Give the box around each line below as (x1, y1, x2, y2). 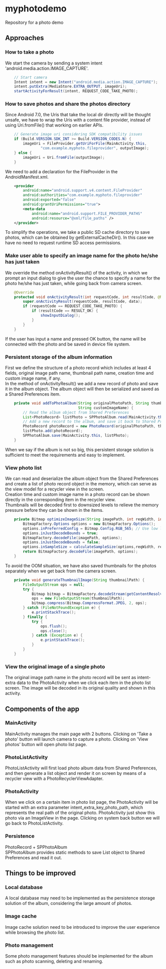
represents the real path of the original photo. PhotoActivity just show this (5, 810, 155, 816)
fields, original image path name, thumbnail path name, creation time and (5, 370, 154, 376)
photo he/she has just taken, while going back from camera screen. (5, 280, 142, 286)
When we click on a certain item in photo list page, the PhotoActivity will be (5, 799, 158, 805)
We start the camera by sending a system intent (5, 60, 103, 66)
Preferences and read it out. (5, 854, 62, 860)
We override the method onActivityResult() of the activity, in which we (5, 270, 148, 276)
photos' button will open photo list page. (5, 741, 87, 747)
